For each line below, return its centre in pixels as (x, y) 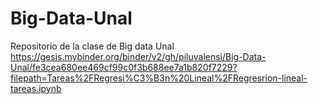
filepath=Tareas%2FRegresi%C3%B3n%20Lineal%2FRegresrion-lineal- (159, 78)
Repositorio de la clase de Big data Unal (92, 46)
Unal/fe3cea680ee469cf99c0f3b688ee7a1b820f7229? (124, 67)
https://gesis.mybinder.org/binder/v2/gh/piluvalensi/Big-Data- (138, 56)
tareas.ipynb (36, 88)
